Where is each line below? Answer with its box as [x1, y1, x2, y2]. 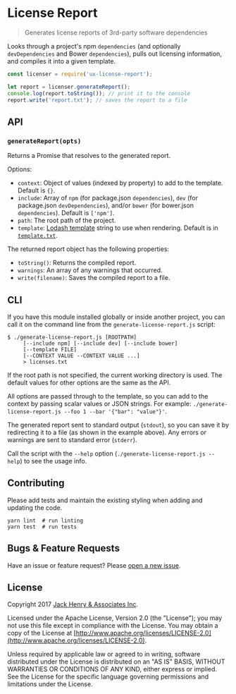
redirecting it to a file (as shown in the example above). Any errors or [7, 428, 206, 437]
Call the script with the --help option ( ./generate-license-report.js [7, 449, 206, 458]
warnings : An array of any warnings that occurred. [17, 266, 163, 274]
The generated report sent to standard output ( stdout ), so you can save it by [7, 420, 229, 429]
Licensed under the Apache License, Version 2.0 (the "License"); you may [7, 614, 223, 622]
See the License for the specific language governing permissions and [7, 672, 209, 681]
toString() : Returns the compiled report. [17, 259, 137, 267]
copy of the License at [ [7, 629, 76, 638]
